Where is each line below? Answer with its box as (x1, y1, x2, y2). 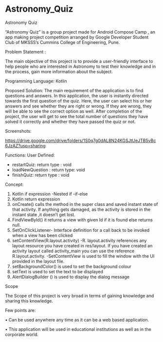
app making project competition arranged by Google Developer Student (5, 34, 149, 40)
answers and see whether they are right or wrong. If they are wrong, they (5, 103, 152, 109)
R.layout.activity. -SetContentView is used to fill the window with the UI (12, 253, 155, 259)
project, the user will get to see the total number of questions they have (5, 113, 148, 119)
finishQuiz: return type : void (12, 172, 70, 178)
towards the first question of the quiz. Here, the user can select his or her (5, 98, 152, 103)
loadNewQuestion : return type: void (12, 167, 85, 173)
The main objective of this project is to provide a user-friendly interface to (5, 58, 153, 64)
